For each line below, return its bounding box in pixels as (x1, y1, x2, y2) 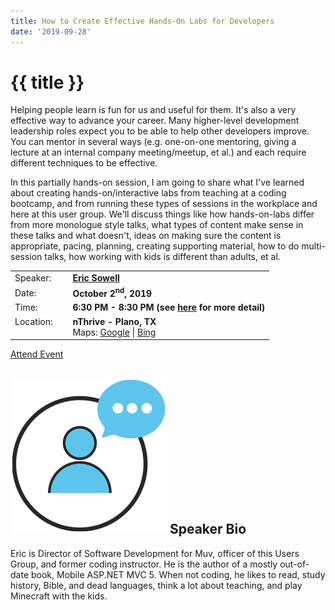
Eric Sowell (72, 272, 120, 284)
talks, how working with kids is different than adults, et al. (44, 251, 281, 263)
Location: (14, 315, 53, 327)
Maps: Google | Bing (72, 326, 157, 338)
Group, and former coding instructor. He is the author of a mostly (10, 558, 278, 570)
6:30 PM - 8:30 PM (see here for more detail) (72, 301, 266, 314)
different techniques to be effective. (10, 157, 158, 169)
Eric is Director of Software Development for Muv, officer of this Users (10, 547, 300, 559)
